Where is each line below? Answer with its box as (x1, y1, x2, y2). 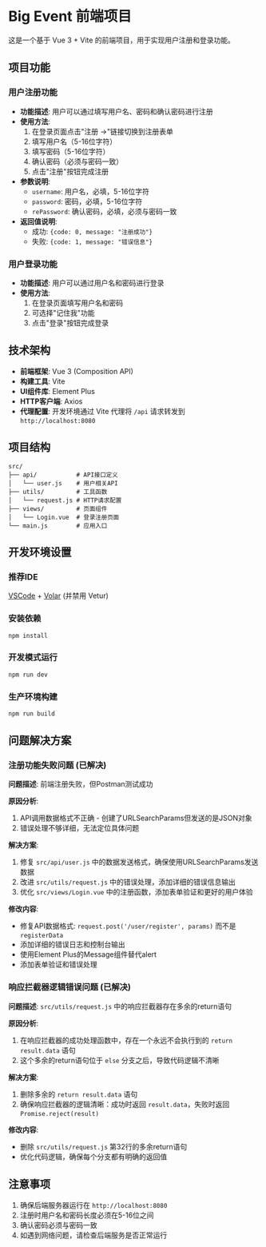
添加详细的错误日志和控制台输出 (19, 940, 125, 950)
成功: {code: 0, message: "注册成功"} (31, 226, 153, 236)
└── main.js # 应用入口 (8, 521, 108, 530)
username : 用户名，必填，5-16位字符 (31, 186, 149, 196)
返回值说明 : (19, 217, 58, 226)
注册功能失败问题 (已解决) (8, 760, 107, 771)
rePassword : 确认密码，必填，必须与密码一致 (31, 206, 177, 216)
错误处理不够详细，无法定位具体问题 (19, 823, 140, 833)
